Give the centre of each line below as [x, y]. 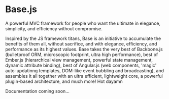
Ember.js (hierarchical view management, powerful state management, [79, 60]
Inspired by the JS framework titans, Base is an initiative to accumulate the [83, 38]
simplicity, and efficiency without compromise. [54, 28]
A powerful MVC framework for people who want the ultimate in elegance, [83, 23]
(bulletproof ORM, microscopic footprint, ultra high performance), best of [82, 55]
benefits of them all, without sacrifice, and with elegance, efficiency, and [81, 43]
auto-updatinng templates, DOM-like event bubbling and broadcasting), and [84, 70]
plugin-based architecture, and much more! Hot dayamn [64, 81]
